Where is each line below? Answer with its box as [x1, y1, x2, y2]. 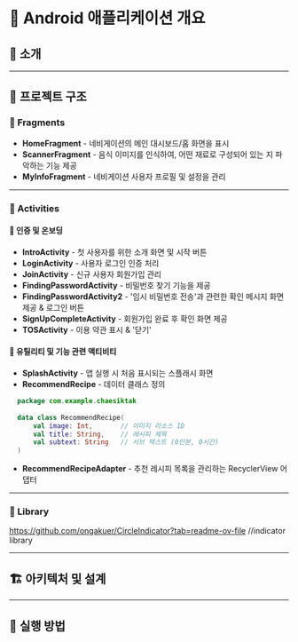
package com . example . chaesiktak [17, 397, 137, 406]
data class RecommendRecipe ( [17, 413, 125, 422]
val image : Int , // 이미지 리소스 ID [32, 421, 185, 431]
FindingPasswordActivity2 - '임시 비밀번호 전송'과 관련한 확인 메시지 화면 [21, 290, 285, 302]
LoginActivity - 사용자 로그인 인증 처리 [21, 258, 160, 268]
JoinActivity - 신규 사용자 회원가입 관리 [21, 268, 162, 280]
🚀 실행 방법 [9, 618, 67, 633]
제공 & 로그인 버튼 [21, 302, 84, 313]
